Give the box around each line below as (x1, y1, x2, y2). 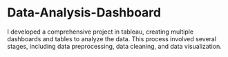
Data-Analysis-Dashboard (7, 5, 161, 21)
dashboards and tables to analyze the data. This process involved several (7, 34, 216, 43)
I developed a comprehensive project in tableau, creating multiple (7, 27, 194, 36)
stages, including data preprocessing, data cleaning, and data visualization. (7, 42, 222, 50)
